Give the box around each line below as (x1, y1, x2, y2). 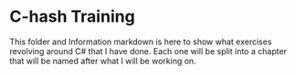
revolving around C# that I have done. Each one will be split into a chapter (9, 45, 288, 56)
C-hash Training (9, 6, 135, 27)
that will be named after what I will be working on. (9, 55, 196, 66)
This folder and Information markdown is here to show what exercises (9, 36, 272, 47)
